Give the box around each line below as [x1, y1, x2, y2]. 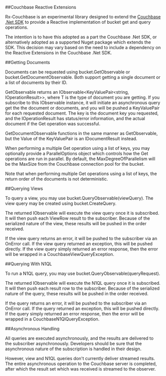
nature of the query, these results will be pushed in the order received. [5, 291, 149, 297]
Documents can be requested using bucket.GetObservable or [5, 69, 130, 75]
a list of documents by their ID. [5, 79, 68, 85]
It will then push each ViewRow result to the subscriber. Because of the [5, 215, 150, 221]
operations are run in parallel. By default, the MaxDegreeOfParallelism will [5, 156, 156, 162]
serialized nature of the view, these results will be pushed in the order [5, 221, 147, 226]
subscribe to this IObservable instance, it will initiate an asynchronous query [5, 100, 161, 106]
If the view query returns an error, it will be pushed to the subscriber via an [5, 236, 158, 241]
